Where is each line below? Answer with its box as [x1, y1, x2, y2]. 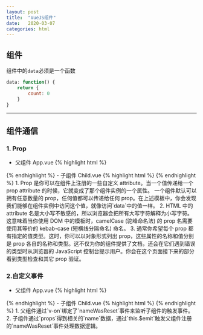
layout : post [6, 8, 39, 15]
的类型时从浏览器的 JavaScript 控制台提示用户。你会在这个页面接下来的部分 [6, 248, 195, 255]
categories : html [6, 25, 50, 32]
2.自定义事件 [6, 272, 43, 280]
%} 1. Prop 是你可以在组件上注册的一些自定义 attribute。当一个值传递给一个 [6, 180, 194, 187]
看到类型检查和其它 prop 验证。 [6, 255, 85, 263]
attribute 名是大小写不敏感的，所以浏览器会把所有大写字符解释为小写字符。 [6, 210, 193, 217]
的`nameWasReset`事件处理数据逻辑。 [6, 322, 101, 330]
